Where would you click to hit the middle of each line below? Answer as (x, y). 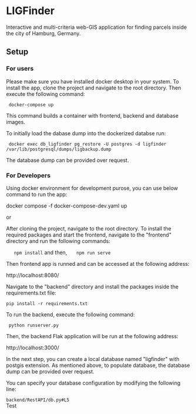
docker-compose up (31, 105)
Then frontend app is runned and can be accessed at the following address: (98, 263)
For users (20, 69)
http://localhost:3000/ (33, 348)
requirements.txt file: (31, 293)
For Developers (28, 175)
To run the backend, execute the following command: (70, 314)
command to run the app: (37, 194)
